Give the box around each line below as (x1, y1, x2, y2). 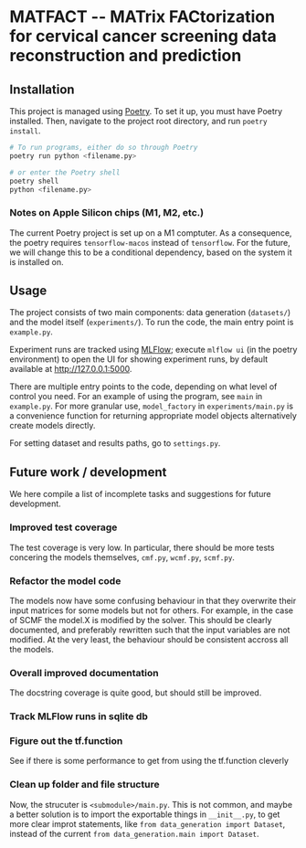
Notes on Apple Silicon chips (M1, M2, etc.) (9, 207, 204, 219)
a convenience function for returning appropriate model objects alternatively (9, 410, 297, 421)
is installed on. (9, 256, 64, 267)
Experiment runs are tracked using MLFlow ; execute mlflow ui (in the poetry (9, 344, 298, 355)
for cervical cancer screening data (9, 26, 277, 47)
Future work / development (9, 464, 167, 480)
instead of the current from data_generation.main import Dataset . (9, 828, 259, 839)
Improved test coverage (9, 521, 118, 534)
